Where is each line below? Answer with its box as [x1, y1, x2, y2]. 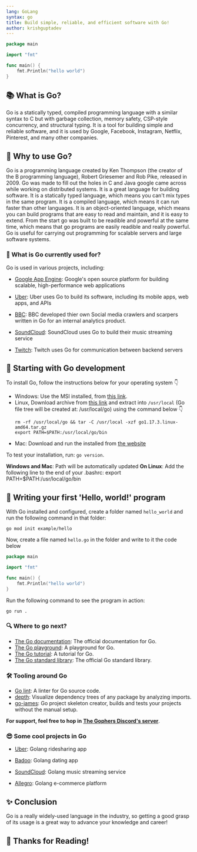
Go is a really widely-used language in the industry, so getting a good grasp [6, 812, 190, 820]
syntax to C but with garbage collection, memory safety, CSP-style [6, 116, 168, 123]
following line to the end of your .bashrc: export [6, 469, 122, 476]
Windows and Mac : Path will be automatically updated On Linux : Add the [6, 463, 184, 470]
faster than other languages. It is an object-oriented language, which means [6, 205, 190, 212]
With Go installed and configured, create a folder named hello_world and [6, 508, 183, 515]
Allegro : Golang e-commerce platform [14, 779, 107, 787]
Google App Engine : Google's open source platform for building [14, 275, 169, 282]
